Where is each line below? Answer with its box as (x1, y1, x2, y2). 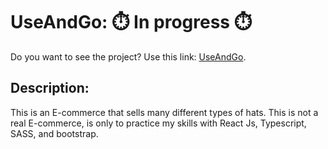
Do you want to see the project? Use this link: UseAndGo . (10, 50, 247, 63)
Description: (10, 80, 90, 97)
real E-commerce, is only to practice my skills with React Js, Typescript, (10, 117, 307, 129)
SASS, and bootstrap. (10, 127, 99, 139)
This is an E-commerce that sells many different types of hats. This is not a (10, 106, 319, 118)
